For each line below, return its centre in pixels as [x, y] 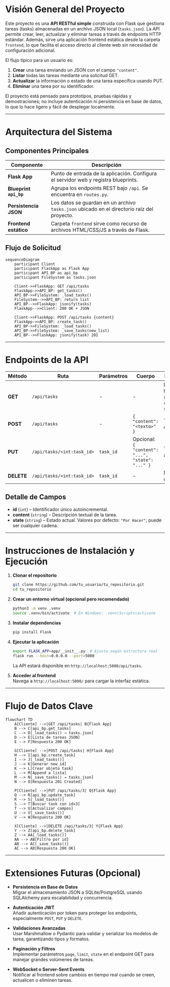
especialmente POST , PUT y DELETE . [48, 919]
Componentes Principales [47, 151]
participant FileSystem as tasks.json [55, 277]
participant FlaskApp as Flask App [52, 268]
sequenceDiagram [22, 260]
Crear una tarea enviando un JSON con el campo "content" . [75, 70]
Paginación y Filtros [34, 949]
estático [18, 230]
